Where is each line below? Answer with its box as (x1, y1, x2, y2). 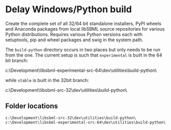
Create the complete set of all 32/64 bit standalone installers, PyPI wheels (5, 20, 162, 27)
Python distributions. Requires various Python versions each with (5, 31, 143, 37)
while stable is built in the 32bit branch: (5, 77, 90, 83)
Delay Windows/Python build (5, 4, 132, 15)
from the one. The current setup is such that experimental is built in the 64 (5, 52, 162, 58)
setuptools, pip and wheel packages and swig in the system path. (5, 37, 143, 43)
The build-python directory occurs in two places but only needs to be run (5, 46, 161, 53)
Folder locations (5, 102, 58, 111)
